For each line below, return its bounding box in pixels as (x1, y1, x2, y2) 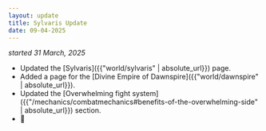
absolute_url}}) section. (24, 106, 101, 115)
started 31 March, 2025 (8, 48, 85, 58)
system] (131, 89, 159, 98)
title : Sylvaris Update (8, 19, 88, 27)
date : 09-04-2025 (8, 26, 66, 34)
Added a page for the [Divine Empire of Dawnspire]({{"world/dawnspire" (19, 72, 260, 82)
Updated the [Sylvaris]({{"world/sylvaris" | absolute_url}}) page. (19, 64, 232, 73)
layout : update (8, 11, 59, 20)
